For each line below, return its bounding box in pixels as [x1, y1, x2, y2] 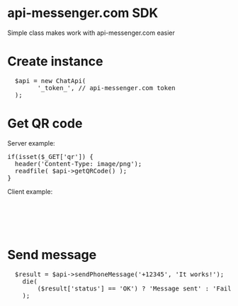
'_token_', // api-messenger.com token [37, 84, 176, 92]
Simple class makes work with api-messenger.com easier [7, 28, 176, 37]
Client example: [7, 187, 53, 196]
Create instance [7, 53, 103, 70]
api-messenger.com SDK [7, 5, 159, 21]
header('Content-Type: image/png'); [14, 160, 142, 168]
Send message [7, 247, 97, 263]
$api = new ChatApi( [14, 77, 86, 84]
